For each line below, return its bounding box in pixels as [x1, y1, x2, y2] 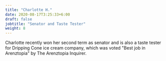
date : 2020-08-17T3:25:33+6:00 [5, 12, 70, 17]
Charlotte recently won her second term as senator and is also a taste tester [5, 39, 162, 45]
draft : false [5, 16, 32, 21]
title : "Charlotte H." [5, 7, 52, 12]
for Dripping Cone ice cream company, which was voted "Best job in [5, 45, 146, 51]
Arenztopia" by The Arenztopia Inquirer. [5, 50, 87, 56]
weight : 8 [5, 26, 26, 31]
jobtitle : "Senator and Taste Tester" [5, 21, 86, 26]
